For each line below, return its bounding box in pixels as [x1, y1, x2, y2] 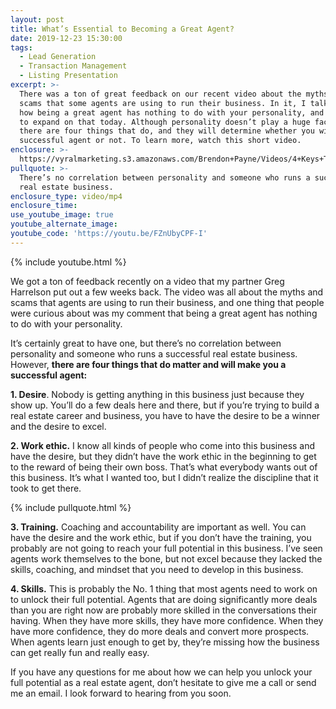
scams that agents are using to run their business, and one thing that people [10, 296, 325, 308]
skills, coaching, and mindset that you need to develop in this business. [10, 563, 304, 575]
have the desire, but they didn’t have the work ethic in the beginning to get [10, 450, 317, 462]
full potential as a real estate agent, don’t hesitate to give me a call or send [10, 676, 317, 688]
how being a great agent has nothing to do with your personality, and [19, 107, 325, 118]
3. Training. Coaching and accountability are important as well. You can [10, 521, 307, 533]
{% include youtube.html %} [10, 256, 127, 268]
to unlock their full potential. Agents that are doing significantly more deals [10, 593, 318, 605]
